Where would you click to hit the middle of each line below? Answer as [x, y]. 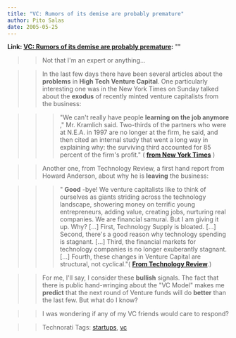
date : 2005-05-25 [33, 27]
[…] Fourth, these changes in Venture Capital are [130, 256]
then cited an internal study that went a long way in [134, 140]
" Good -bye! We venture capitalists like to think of [133, 190]
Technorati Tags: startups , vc [85, 327]
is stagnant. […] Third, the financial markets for [128, 242]
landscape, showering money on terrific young [128, 204]
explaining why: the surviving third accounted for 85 [135, 148]
